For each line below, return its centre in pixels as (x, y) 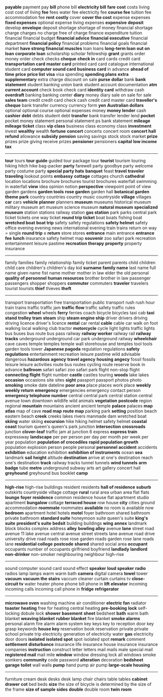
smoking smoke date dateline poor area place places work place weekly (78, 385)
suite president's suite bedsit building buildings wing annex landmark (76, 523)
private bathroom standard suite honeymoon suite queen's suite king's (77, 518)
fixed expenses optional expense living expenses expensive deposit (74, 22)
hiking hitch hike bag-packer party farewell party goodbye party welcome (79, 166)
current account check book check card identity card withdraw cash (75, 90)
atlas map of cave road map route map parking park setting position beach (81, 411)
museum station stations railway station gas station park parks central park (81, 212)
